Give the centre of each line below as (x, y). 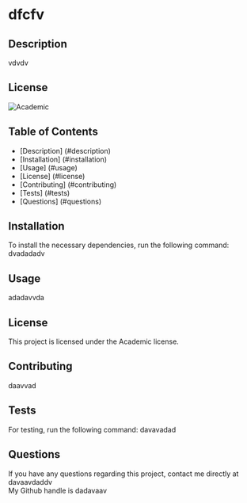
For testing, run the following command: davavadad (92, 429)
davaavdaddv (30, 482)
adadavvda (27, 298)
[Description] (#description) (65, 151)
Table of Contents (53, 132)
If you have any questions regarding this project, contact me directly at (123, 474)
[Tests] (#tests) (45, 192)
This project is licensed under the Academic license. (94, 341)
